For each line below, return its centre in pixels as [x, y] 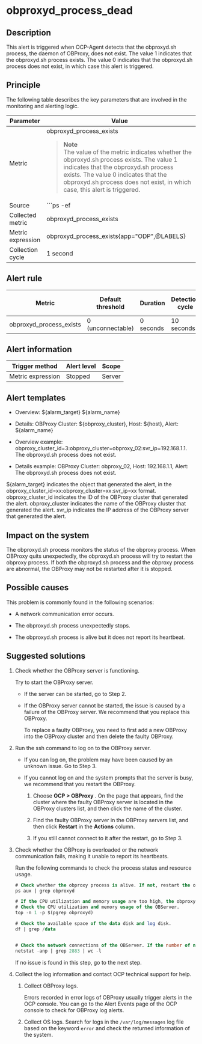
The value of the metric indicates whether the [128, 152]
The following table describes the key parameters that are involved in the [97, 99]
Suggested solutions [46, 656]
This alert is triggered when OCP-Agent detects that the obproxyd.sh [91, 47]
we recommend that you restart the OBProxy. [80, 784]
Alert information [39, 350]
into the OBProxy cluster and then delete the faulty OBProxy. [99, 736]
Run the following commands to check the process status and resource [103, 868]
